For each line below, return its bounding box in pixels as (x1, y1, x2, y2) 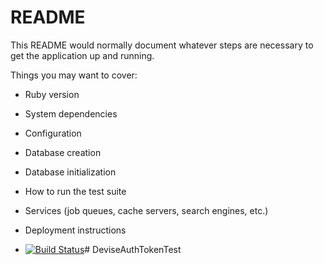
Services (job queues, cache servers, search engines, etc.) (24, 204, 269, 216)
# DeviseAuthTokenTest (84, 243, 182, 255)
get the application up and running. (10, 49, 155, 61)
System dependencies (24, 107, 118, 120)
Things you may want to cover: (10, 69, 138, 81)
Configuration (24, 127, 82, 139)
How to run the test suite (24, 185, 127, 197)
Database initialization (24, 166, 117, 178)
